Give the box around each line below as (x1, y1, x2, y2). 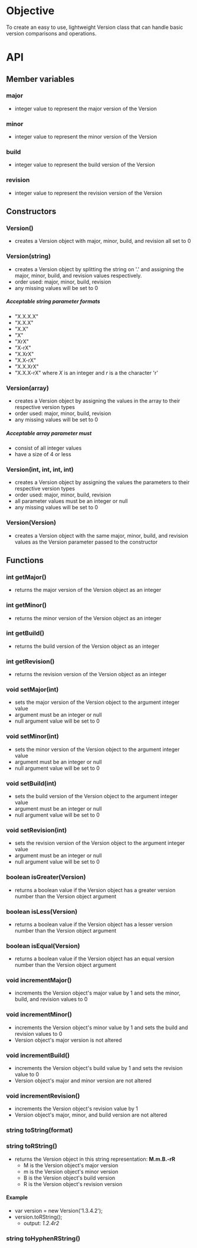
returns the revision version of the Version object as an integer (14, 671, 167, 678)
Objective (6, 4, 55, 18)
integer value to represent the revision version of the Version (14, 189, 162, 196)
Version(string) (6, 252, 51, 261)
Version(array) (6, 384, 49, 392)
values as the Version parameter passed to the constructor (14, 538, 158, 545)
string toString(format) (6, 1126, 73, 1134)
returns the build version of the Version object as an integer (14, 643, 160, 650)
